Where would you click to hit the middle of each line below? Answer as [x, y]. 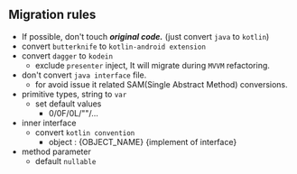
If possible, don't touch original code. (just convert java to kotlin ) [145, 36]
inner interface [49, 123]
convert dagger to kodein [67, 55]
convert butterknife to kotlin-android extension [114, 46]
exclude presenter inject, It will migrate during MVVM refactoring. [152, 65]
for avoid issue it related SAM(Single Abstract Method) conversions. [161, 84]
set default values [68, 104]
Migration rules [52, 15]
